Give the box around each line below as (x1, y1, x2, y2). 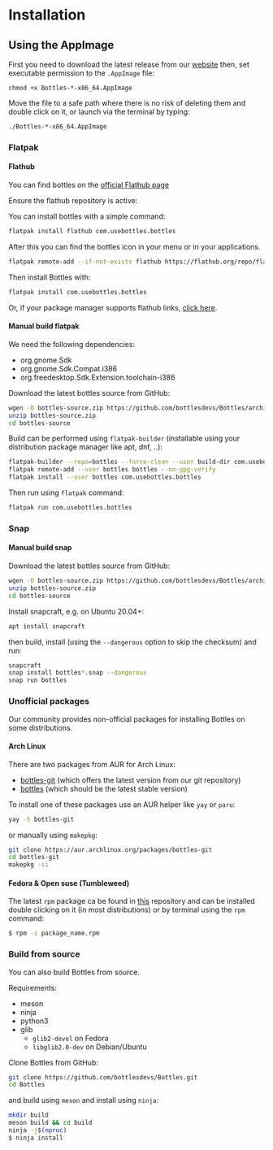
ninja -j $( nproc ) (8, 1126, 67, 1135)
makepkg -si (8, 861, 49, 869)
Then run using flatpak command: (8, 488, 124, 497)
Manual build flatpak (8, 321, 80, 331)
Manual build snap (8, 543, 72, 553)
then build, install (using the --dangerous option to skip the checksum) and (8, 636, 258, 647)
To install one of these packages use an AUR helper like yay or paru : (8, 799, 236, 809)
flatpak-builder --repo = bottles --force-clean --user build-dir (8, 458, 231, 467)
